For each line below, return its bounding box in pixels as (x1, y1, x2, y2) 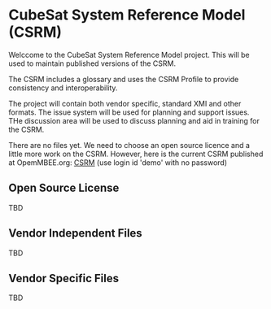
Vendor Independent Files (8, 226, 142, 241)
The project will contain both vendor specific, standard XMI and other (8, 98, 242, 108)
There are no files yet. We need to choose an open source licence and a (8, 140, 251, 150)
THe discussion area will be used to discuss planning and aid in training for (8, 115, 260, 125)
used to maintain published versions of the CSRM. (8, 59, 177, 68)
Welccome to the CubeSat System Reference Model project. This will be (8, 50, 250, 59)
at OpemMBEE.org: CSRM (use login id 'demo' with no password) (8, 157, 228, 168)
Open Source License (8, 181, 120, 195)
